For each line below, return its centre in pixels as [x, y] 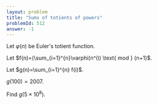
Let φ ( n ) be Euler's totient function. [51, 46]
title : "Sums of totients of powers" [55, 18]
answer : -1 [20, 29]
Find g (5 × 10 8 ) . [26, 94]
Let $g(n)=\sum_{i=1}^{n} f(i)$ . [45, 70]
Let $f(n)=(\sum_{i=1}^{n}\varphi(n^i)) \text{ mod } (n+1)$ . [79, 58]
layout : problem [27, 12]
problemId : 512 [26, 23]
